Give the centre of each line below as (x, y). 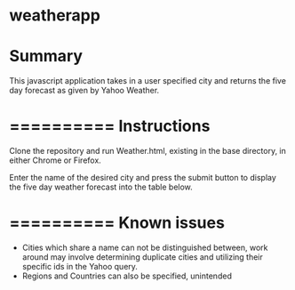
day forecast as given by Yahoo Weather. (84, 91)
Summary (46, 56)
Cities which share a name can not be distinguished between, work (145, 247)
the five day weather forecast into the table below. (101, 187)
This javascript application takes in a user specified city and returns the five (148, 81)
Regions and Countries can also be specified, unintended (127, 276)
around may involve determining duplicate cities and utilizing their (143, 257)
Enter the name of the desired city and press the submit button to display (143, 178)
